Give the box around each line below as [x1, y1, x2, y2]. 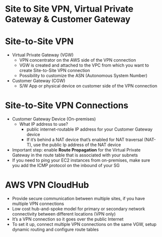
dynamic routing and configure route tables [12, 227, 99, 232]
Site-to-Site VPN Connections [5, 100, 129, 111]
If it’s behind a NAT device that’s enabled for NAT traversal [26, 137, 143, 143]
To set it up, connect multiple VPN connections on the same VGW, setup [12, 221, 157, 227]
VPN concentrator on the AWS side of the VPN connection [19, 57, 136, 63]
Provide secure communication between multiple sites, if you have [12, 196, 145, 201]
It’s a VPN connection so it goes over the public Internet [12, 216, 124, 222]
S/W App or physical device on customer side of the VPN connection [19, 83, 158, 89]
